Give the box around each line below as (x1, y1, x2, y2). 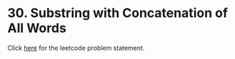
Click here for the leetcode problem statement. (7, 43, 145, 52)
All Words (7, 20, 66, 36)
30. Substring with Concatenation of (7, 5, 229, 21)
